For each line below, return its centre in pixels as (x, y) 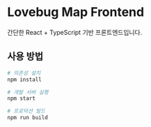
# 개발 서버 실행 (28, 92)
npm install (24, 80)
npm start (22, 98)
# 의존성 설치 (24, 73)
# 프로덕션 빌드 (26, 111)
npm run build (28, 118)
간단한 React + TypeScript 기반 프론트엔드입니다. (75, 32)
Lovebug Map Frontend (76, 12)
